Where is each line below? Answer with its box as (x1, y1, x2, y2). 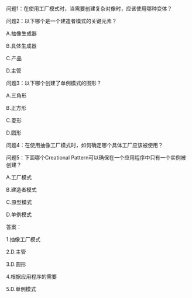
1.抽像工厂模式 (6, 236, 41, 242)
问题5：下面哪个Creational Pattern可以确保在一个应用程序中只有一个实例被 (6, 154, 186, 161)
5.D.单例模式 (6, 286, 36, 292)
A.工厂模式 (6, 174, 32, 181)
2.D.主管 (6, 248, 26, 255)
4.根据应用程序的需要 (6, 273, 57, 280)
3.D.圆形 (6, 261, 26, 268)
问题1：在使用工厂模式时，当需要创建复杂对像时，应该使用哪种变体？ (6, 5, 173, 12)
